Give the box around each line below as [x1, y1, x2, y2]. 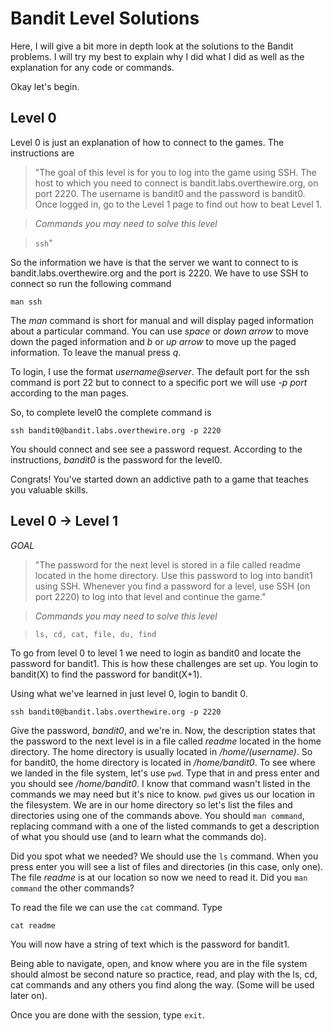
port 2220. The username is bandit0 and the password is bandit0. [34, 187, 306, 199]
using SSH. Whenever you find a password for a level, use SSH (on [34, 580, 311, 592]
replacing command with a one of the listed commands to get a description [10, 820, 320, 832]
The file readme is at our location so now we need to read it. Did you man [10, 871, 308, 883]
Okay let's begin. [10, 80, 80, 92]
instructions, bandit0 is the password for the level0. [10, 453, 223, 466]
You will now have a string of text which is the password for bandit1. [10, 938, 290, 950]
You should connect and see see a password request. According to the [10, 443, 303, 455]
